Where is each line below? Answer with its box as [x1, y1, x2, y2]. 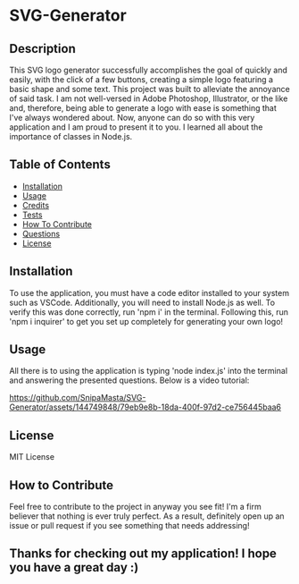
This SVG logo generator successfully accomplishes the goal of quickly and [9, 64, 288, 75]
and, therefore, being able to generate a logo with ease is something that [9, 103, 277, 113]
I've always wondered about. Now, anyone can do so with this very [9, 113, 255, 123]
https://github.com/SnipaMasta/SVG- [9, 393, 146, 403]
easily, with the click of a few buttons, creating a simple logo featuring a [9, 74, 274, 85]
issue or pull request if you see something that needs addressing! [9, 521, 250, 531]
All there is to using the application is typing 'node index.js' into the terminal [9, 366, 288, 377]
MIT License [9, 452, 55, 462]
